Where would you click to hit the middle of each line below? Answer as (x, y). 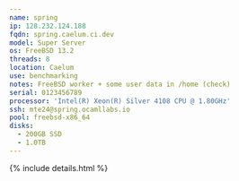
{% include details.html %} (59, 168)
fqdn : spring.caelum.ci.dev (62, 34)
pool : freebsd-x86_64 (50, 117)
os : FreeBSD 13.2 (42, 51)
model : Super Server (48, 43)
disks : (22, 126)
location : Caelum (42, 68)
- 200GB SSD (40, 134)
